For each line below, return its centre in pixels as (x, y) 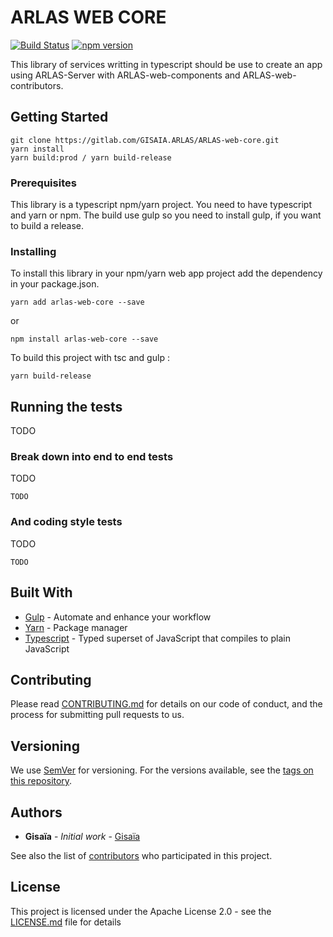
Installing (33, 251)
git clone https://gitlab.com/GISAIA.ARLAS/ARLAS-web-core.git (145, 140)
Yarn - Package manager (76, 627)
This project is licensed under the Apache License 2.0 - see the (141, 911)
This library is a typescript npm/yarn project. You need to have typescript (161, 205)
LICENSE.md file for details (66, 922)
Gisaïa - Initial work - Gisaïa (82, 836)
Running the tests (66, 406)
